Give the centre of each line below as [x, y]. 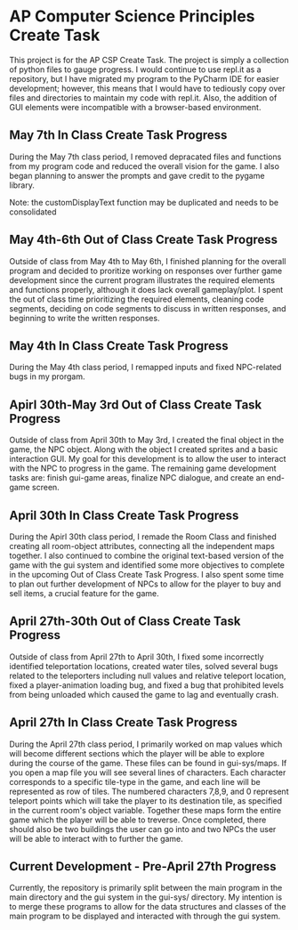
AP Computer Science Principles [132, 16]
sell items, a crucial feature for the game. [84, 593]
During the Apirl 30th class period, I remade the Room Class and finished [143, 537]
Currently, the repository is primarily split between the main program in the [146, 888]
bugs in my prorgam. [48, 376]
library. [22, 185]
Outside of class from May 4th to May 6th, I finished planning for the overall [148, 261]
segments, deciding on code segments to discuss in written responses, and [148, 308]
